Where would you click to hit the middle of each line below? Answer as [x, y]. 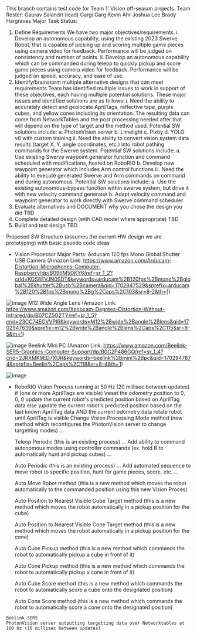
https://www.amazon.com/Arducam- [127, 260]
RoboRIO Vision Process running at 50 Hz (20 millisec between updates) [102, 387]
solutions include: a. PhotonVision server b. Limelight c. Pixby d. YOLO [99, 132]
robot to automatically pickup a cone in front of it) [74, 572]
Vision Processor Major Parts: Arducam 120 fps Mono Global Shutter [97, 254]
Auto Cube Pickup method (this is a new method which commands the [99, 548]
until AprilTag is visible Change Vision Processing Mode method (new [98, 418]
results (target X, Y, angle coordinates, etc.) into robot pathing [89, 144]
